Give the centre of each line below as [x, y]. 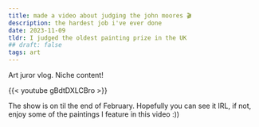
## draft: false [35, 45]
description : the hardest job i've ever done [85, 23]
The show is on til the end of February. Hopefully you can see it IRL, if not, [130, 106]
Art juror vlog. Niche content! [56, 75]
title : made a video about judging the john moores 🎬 [100, 15]
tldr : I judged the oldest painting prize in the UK [98, 38]
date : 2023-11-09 [37, 30]
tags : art [25, 52]
